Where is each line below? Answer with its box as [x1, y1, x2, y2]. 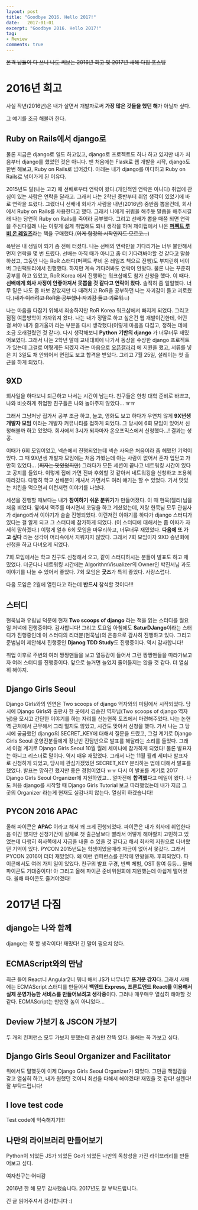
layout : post [6, 8, 38, 15]
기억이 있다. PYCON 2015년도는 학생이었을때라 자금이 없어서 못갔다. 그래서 [12, 845, 186, 852]
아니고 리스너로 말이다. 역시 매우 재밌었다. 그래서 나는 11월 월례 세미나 [12, 752, 173, 759]
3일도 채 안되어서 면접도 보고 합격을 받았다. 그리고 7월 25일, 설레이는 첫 [18, 351, 184, 358]
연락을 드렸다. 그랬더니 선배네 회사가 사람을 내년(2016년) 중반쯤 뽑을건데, [12, 200, 181, 207]
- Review [6, 36, 28, 42]
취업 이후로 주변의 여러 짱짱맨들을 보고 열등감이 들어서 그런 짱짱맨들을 [6, 651, 167, 659]
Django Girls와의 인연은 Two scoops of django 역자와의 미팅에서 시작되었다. [6, 701, 185, 708]
